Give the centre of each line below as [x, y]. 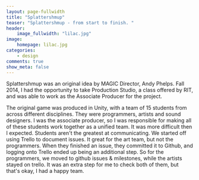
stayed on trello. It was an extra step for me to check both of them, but [93, 165]
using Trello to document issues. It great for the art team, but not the [90, 140]
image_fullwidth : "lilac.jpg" [54, 34]
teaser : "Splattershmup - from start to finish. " [70, 23]
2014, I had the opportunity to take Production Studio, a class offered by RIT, [100, 90]
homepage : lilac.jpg [42, 45]
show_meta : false [28, 67]
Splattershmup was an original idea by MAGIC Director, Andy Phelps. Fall [95, 84]
